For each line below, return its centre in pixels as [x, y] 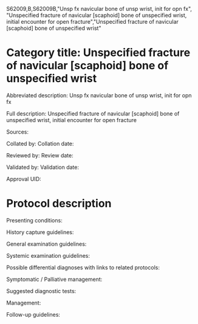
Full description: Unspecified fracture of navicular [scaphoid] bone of [93, 113]
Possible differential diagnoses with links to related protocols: [83, 267]
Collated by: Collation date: [40, 143]
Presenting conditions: [34, 220]
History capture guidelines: [40, 232]
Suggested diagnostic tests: [41, 291]
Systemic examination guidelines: [48, 255]
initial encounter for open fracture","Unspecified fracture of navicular [93, 22]
